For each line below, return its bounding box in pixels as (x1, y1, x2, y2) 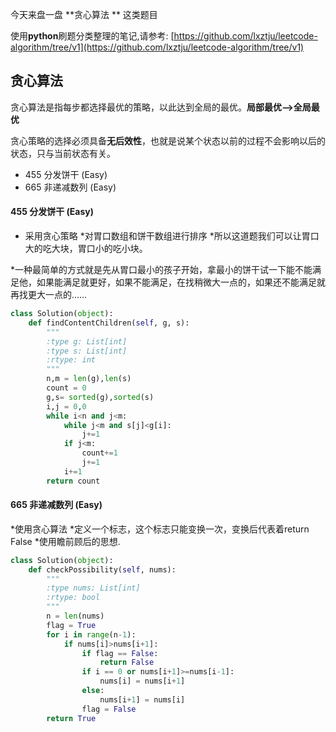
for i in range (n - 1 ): (46, 629, 137, 640)
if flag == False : (81, 648, 159, 658)
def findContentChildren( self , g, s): (28, 318, 190, 328)
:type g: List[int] (46, 336, 128, 347)
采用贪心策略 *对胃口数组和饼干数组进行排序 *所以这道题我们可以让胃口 (24, 230, 320, 242)
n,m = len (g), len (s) (46, 374, 132, 384)
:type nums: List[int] (46, 583, 141, 593)
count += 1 (81, 448, 118, 458)
